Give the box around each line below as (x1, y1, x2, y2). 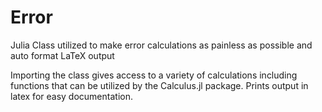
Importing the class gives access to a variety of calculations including (10, 69, 298, 81)
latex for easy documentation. (10, 90, 133, 102)
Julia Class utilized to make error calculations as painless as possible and (10, 39, 313, 51)
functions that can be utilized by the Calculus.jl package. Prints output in (10, 79, 309, 91)
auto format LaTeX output (10, 49, 115, 61)
